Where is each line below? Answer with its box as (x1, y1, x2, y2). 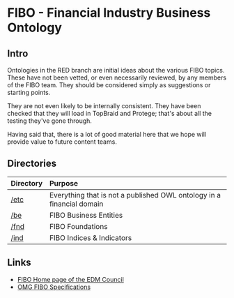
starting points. (7, 89, 51, 96)
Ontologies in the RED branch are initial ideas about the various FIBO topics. (7, 66, 225, 74)
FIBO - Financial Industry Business (7, 5, 211, 21)
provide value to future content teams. (7, 137, 117, 146)
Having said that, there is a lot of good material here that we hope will (7, 131, 207, 138)
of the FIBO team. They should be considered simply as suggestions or (7, 81, 211, 89)
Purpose (49, 178, 79, 188)
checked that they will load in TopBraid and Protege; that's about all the (7, 110, 212, 117)
